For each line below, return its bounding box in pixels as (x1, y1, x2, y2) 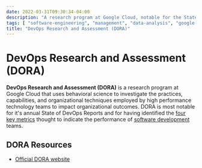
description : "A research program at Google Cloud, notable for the (6, 14, 182, 20)
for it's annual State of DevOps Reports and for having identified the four (6, 109, 186, 117)
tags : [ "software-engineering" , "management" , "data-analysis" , (6, 20, 173, 26)
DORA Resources (6, 139, 72, 150)
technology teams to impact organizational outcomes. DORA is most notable (6, 103, 195, 110)
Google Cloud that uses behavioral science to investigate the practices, (6, 91, 183, 98)
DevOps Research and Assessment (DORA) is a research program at (6, 84, 179, 91)
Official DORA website (14, 155, 70, 163)
